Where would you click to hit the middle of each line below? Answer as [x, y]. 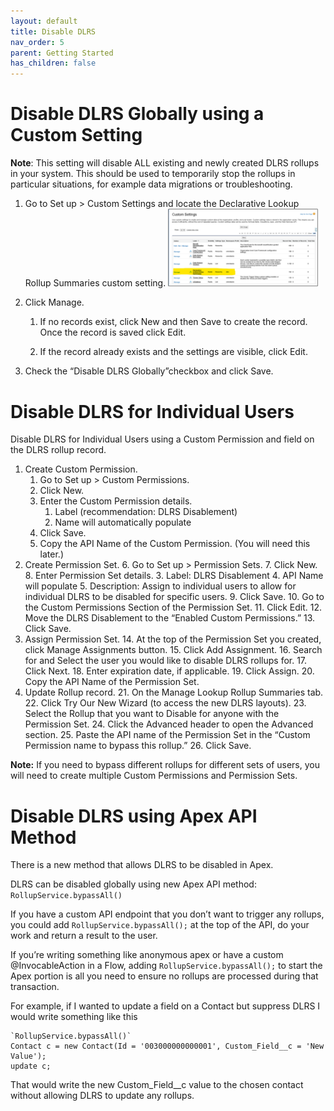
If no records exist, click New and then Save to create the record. [173, 322]
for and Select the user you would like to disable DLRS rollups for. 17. [166, 661]
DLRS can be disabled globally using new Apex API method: [133, 884]
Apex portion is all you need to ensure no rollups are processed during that [164, 976]
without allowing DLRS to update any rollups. [102, 1096]
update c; [31, 1066]
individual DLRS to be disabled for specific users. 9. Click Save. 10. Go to [174, 597]
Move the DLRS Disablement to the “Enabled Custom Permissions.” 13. [170, 618]
